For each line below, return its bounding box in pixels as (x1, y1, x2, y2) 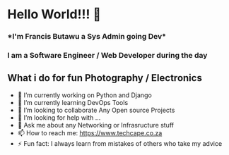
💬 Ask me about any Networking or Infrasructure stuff (17, 120, 175, 129)
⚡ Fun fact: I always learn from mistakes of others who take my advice (17, 139, 223, 147)
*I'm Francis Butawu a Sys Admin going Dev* (7, 32, 166, 42)
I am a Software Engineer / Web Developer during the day (7, 51, 208, 61)
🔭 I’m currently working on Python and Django (17, 91, 152, 99)
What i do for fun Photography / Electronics (7, 72, 203, 84)
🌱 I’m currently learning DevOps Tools (17, 98, 129, 106)
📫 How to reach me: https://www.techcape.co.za (17, 128, 163, 137)
